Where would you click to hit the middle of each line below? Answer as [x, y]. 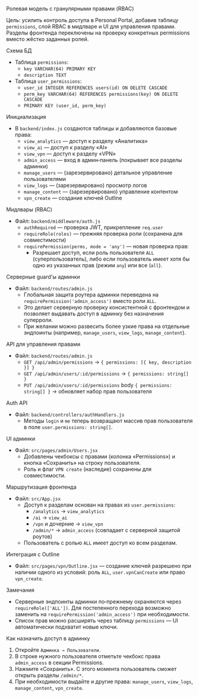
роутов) [42, 536]
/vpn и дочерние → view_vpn [68, 524]
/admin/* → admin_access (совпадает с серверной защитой [106, 530]
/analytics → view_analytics [69, 511]
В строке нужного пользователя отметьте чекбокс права [87, 656]
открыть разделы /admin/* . [49, 675]
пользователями [45, 179]
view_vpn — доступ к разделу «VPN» [70, 154]
